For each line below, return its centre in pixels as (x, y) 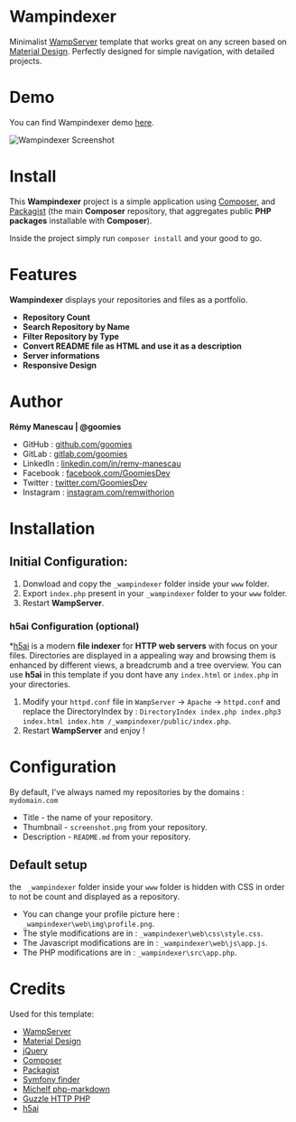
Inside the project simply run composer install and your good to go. (136, 238)
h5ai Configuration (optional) (74, 626)
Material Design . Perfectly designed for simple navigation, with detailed (142, 51)
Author (36, 402)
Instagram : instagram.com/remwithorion (98, 492)
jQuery (35, 1051)
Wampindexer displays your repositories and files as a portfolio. (129, 299)
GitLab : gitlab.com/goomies (75, 453)
